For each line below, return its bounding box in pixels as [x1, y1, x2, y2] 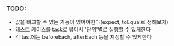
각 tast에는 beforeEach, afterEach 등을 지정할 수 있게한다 [14, 33, 152, 41]
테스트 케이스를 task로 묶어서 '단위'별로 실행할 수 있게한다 [14, 26, 151, 33]
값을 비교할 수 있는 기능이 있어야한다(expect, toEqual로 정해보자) [14, 19, 169, 26]
